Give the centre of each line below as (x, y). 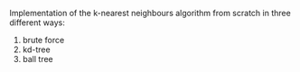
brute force (43, 40)
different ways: (37, 22)
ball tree (38, 59)
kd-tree (37, 49)
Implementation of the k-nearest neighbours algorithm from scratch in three (150, 13)
